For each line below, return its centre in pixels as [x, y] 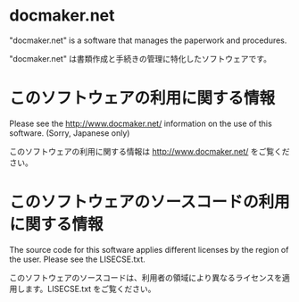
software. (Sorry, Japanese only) [70, 133]
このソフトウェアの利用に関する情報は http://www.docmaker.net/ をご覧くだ [149, 151]
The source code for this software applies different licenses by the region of [149, 249]
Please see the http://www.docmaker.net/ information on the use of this [141, 123]
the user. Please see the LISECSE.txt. [77, 259]
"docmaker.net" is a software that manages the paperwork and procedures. [148, 40]
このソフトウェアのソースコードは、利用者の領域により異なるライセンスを [146, 277]
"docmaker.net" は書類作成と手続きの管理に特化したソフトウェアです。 [141, 58]
